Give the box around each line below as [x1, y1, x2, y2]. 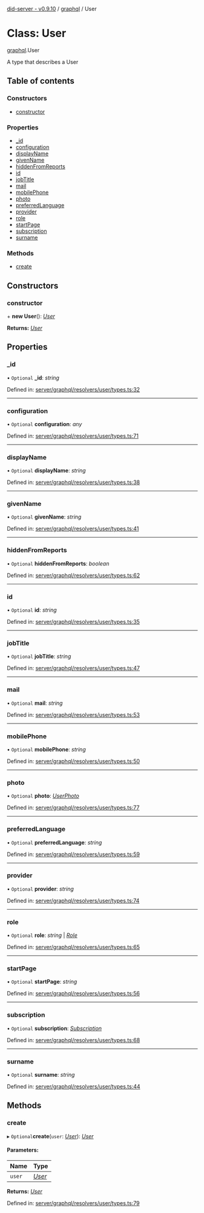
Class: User [7, 27, 67, 40]
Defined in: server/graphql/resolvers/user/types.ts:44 [7, 1083, 141, 1090]
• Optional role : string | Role [7, 931, 77, 939]
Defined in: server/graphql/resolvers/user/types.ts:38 [7, 479, 140, 486]
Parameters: [7, 1146, 39, 1154]
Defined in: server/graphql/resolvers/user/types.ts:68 [7, 1036, 140, 1043]
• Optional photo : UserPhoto [7, 792, 79, 800]
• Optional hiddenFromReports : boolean [7, 559, 110, 567]
